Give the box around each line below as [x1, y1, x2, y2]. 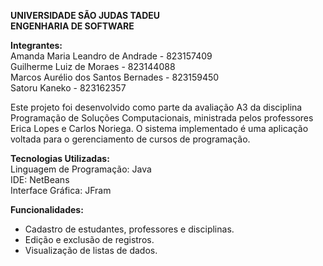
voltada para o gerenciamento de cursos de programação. [10, 133, 251, 145]
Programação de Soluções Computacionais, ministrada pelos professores [10, 112, 314, 124]
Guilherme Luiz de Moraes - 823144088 [10, 61, 176, 72]
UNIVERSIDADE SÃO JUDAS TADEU [10, 10, 161, 21]
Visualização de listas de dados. [24, 245, 158, 256]
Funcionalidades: [10, 204, 84, 215]
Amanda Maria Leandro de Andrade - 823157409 [10, 50, 213, 62]
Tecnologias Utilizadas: [10, 153, 110, 164]
